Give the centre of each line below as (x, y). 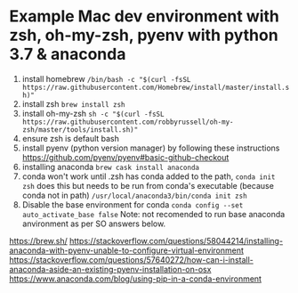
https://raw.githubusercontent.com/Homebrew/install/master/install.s (156, 87)
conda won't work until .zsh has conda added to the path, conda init (149, 176)
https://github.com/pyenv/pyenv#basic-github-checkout (125, 157)
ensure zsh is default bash (71, 138)
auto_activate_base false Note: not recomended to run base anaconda (153, 214)
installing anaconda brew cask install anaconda (111, 167)
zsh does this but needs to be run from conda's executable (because (148, 185)
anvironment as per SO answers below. (94, 224)
